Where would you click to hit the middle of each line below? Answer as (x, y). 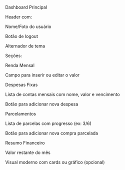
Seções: (14, 55)
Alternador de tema (25, 46)
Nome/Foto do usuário (28, 26)
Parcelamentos (21, 114)
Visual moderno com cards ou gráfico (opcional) (55, 162)
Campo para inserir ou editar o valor (42, 75)
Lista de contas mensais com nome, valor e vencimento (62, 94)
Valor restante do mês (28, 152)
